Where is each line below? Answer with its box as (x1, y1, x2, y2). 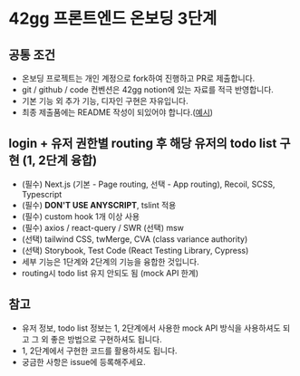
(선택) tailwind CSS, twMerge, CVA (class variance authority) (21, 233, 248, 245)
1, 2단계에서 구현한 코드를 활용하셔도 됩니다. (21, 345, 178, 356)
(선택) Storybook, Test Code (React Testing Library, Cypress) (21, 245, 249, 255)
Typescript (21, 188, 63, 199)
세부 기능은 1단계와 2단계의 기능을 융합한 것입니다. (21, 255, 200, 267)
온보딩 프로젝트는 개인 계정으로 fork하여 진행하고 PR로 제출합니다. (21, 73, 256, 83)
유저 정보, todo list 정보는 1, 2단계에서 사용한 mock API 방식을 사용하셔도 (21, 323, 282, 333)
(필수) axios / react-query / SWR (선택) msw (21, 222, 185, 233)
